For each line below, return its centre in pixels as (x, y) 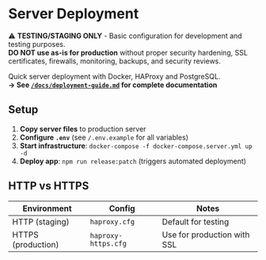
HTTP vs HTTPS (49, 186)
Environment (47, 208)
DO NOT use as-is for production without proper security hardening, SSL (128, 52)
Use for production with (206, 235)
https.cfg (108, 243)
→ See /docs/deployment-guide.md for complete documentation (113, 85)
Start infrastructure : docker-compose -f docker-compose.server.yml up (136, 145)
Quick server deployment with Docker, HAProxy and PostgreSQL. (114, 76)
